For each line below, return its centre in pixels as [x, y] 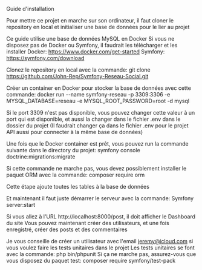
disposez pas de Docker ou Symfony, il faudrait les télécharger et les [92, 45]
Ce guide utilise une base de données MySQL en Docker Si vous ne [90, 39]
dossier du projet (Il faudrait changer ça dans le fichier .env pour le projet [97, 126]
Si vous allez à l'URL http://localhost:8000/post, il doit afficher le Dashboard [101, 217]
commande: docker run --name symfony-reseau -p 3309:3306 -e [88, 94]
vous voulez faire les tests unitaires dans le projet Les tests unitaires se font [100, 248]
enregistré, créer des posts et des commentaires [67, 229]
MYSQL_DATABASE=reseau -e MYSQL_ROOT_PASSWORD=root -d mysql [98, 101]
